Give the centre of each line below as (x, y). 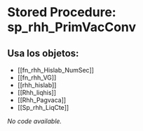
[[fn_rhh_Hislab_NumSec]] (56, 70)
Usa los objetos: (43, 53)
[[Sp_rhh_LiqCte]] (43, 107)
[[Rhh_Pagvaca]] (42, 100)
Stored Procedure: (62, 12)
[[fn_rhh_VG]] (37, 77)
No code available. (34, 121)
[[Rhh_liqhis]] (37, 93)
